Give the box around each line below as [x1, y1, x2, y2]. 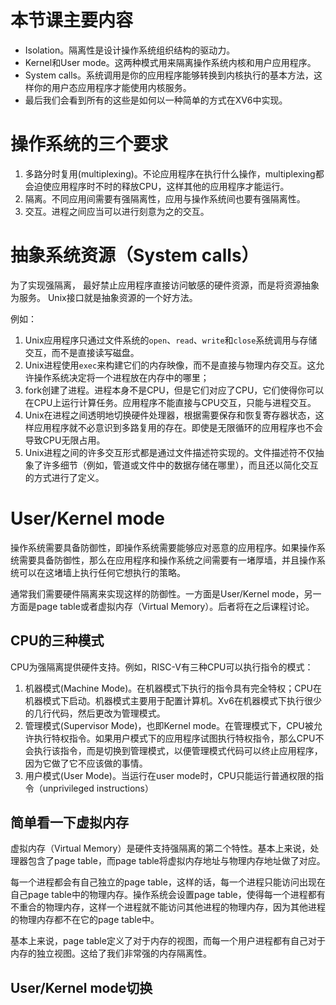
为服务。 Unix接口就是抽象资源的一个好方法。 [10, 291, 198, 303]
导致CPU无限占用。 [24, 434, 106, 446]
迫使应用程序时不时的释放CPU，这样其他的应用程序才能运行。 [33, 180, 290, 192]
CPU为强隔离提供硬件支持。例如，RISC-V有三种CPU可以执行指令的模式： [10, 661, 314, 673]
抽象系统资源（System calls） [10, 244, 260, 267]
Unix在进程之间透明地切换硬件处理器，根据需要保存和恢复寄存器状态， [24, 409, 316, 421]
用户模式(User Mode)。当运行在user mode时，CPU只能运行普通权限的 [24, 769, 315, 781]
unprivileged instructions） [42, 782, 154, 794]
